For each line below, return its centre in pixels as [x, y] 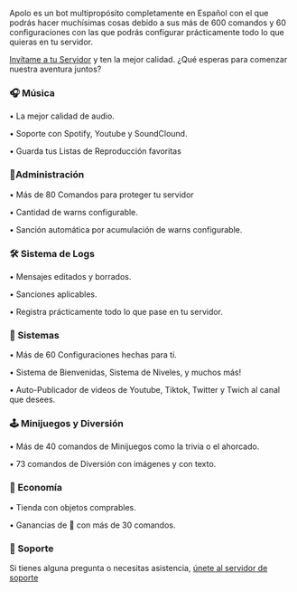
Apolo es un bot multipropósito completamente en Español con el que [139, 13]
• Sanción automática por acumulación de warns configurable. [126, 229]
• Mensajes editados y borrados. [70, 276]
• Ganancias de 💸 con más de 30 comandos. [93, 525]
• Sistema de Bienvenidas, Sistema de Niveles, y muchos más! [125, 372]
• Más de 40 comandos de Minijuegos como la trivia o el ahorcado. [135, 446]
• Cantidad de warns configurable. [74, 212]
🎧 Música [32, 92]
